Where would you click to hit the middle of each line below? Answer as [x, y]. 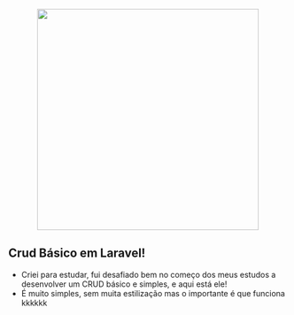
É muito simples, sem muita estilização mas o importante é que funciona [153, 293]
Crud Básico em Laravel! [77, 254]
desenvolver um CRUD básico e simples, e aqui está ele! [124, 284]
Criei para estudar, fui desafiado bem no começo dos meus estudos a [148, 274]
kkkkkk [34, 303]
